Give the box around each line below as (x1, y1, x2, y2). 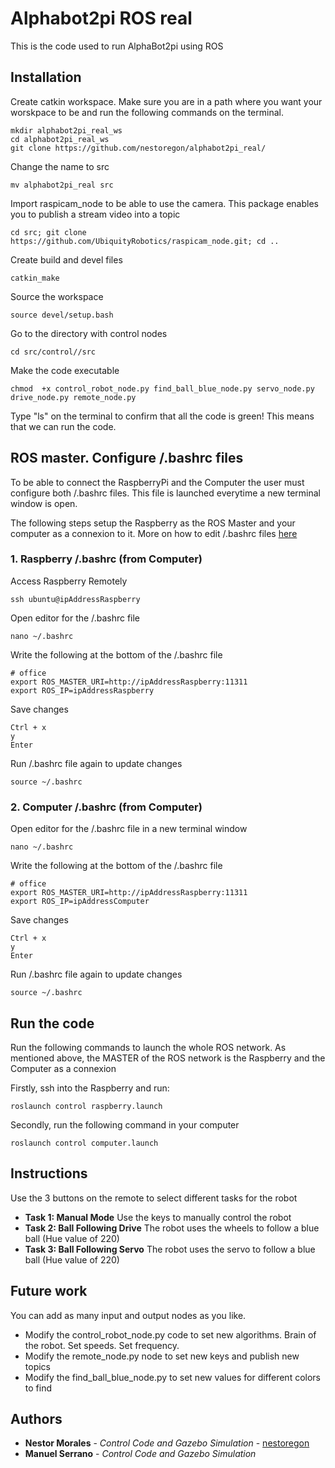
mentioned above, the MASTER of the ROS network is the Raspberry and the (10, 1052, 326, 1064)
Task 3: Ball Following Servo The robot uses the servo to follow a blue (24, 1243, 316, 1255)
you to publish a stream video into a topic (10, 208, 181, 220)
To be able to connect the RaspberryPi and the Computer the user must (10, 476, 305, 488)
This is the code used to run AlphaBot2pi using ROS (10, 40, 224, 52)
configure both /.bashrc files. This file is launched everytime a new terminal (10, 487, 321, 499)
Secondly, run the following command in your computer (10, 1118, 240, 1131)
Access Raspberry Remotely (10, 575, 128, 587)
